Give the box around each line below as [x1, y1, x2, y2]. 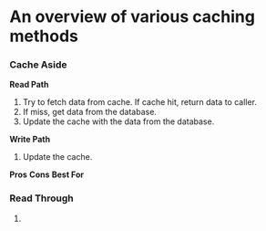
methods [9, 26, 79, 47]
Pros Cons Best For [9, 169, 85, 180]
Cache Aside [9, 58, 67, 71]
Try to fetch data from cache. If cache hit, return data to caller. [22, 97, 258, 108]
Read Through [9, 192, 75, 205]
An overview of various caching [9, 6, 255, 27]
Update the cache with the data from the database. [22, 116, 215, 127]
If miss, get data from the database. [22, 107, 158, 118]
